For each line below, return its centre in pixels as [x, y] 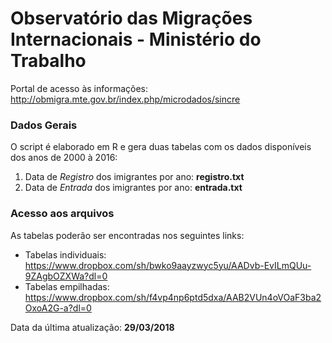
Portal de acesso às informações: [79, 88]
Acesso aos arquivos [62, 214]
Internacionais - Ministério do [136, 39]
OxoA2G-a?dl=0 [58, 308]
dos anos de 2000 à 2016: [64, 158]
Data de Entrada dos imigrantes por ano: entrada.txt [133, 188]
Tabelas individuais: [65, 254]
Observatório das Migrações [131, 18]
